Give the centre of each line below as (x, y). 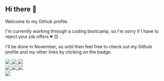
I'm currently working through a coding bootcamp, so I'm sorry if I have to (82, 31)
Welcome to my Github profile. (37, 21)
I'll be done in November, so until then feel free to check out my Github (79, 46)
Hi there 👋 (21, 9)
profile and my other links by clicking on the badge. (59, 52)
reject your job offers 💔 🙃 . (33, 36)
